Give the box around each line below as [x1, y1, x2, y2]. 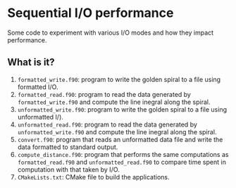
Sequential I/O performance [7, 5, 174, 21]
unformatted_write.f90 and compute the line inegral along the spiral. [17, 127, 217, 136]
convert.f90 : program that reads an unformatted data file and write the [17, 135, 223, 143]
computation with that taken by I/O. [17, 165, 120, 174]
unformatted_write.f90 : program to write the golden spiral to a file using [17, 105, 228, 114]
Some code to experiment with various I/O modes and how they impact [7, 28, 213, 37]
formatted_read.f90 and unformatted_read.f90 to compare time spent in [17, 158, 227, 166]
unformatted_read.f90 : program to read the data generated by [17, 120, 197, 129]
